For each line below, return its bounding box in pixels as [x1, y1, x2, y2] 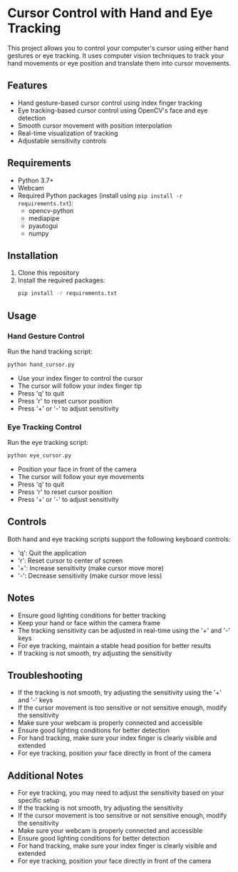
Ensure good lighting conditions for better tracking [17, 611, 166, 620]
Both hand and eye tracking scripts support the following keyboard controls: [7, 535, 231, 543]
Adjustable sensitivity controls [17, 136, 107, 145]
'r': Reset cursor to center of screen [17, 556, 123, 565]
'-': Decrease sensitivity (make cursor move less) [17, 571, 162, 580]
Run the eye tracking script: [7, 438, 88, 447]
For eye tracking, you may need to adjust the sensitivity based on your [17, 789, 224, 797]
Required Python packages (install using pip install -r [17, 191, 183, 200]
